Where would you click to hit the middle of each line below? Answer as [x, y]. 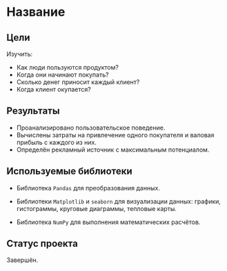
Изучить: [20, 54]
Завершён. [22, 260]
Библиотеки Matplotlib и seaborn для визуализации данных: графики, [119, 201]
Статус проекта [42, 244]
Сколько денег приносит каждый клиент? [78, 82]
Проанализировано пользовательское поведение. [91, 128]
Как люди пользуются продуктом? [67, 67]
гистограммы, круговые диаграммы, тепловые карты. [97, 208]
